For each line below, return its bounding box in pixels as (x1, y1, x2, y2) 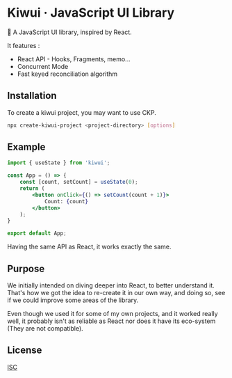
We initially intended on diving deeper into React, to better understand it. (7, 281, 215, 290)
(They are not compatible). (7, 324, 83, 332)
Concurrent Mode (17, 62, 69, 70)
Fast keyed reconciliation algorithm (17, 70, 118, 78)
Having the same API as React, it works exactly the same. (7, 242, 172, 251)
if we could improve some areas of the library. (7, 296, 139, 304)
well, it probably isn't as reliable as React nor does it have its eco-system (7, 317, 216, 325)
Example (7, 141, 46, 153)
